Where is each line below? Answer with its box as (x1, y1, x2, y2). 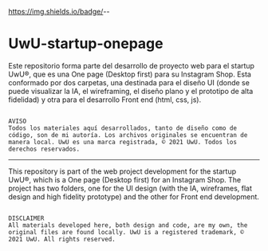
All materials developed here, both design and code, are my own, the (8, 221, 248, 229)
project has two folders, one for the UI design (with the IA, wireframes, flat (8, 183, 253, 193)
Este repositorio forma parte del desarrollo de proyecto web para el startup (8, 61, 255, 70)
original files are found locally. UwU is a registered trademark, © (8, 228, 245, 236)
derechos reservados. (8, 145, 81, 153)
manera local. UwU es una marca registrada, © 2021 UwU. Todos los (8, 138, 238, 146)
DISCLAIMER (8, 214, 45, 222)
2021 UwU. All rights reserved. (8, 235, 116, 243)
